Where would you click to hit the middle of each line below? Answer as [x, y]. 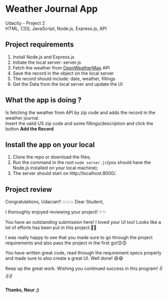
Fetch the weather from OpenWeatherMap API [61, 67]
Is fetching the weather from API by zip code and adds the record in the [80, 112]
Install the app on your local [50, 144]
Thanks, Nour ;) [22, 290]
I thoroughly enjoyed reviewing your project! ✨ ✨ [56, 212]
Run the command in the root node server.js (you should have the [82, 163]
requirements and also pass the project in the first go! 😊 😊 [66, 243]
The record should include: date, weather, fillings [64, 78]
